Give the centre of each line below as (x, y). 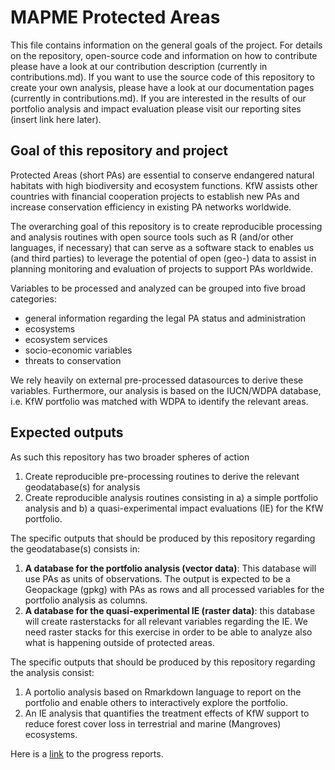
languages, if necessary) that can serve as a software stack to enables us (162, 247)
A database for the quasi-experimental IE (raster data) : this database (170, 610)
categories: (33, 298)
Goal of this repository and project (119, 151)
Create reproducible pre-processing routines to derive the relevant (162, 476)
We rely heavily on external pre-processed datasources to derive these (157, 380)
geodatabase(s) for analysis (82, 487)
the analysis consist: (52, 672)
